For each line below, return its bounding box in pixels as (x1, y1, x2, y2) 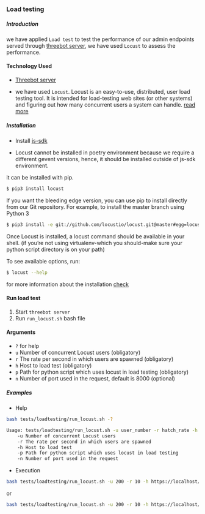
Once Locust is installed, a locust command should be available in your (6, 232, 185, 240)
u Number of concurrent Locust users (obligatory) (15, 349, 141, 357)
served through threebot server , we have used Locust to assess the (6, 42, 176, 49)
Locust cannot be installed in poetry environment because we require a (15, 149, 195, 156)
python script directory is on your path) (6, 246, 105, 253)
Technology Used (6, 62, 52, 70)
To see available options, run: (6, 257, 81, 265)
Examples (6, 388, 32, 396)
